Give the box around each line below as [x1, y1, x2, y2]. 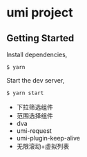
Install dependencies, [6, 50, 68, 59]
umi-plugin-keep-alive [16, 134, 81, 142]
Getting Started [6, 32, 75, 44]
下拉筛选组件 [16, 103, 53, 111]
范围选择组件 [16, 112, 53, 120]
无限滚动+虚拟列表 [16, 142, 70, 150]
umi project [6, 5, 73, 21]
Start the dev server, [6, 76, 65, 84]
